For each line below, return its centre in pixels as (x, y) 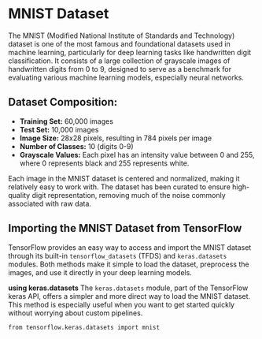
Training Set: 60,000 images (66, 121)
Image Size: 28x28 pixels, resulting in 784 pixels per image (116, 138)
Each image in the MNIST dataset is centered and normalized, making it (124, 178)
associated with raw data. (50, 203)
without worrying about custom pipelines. (76, 313)
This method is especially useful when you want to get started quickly (121, 304)
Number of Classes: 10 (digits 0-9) (76, 146)
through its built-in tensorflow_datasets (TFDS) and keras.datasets (118, 255)
